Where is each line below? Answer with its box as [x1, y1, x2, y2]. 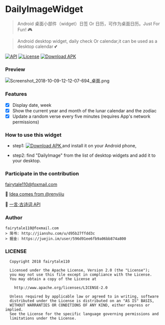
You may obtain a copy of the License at [9, 276, 97, 282]
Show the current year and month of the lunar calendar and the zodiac [12, 107, 157, 113]
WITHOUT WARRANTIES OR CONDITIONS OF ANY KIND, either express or [9, 303, 150, 308]
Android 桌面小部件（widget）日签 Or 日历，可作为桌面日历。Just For [17, 20, 160, 26]
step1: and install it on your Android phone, [12, 143, 137, 149]
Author [5, 214, 23, 221]
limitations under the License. [9, 316, 77, 321]
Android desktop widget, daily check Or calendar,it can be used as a [17, 38, 158, 44]
